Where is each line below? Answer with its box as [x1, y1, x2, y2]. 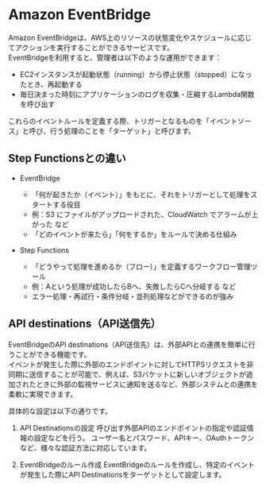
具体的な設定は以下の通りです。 [8, 406, 113, 415]
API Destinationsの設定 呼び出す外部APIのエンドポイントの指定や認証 [19, 423, 248, 432]
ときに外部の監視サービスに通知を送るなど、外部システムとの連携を [35, 379, 258, 388]
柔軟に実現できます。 [8, 389, 78, 399]
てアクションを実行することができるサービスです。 [8, 42, 175, 52]
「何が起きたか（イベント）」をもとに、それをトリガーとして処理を [31, 189, 251, 199]
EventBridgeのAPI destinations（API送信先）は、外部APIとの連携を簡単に [8, 339, 249, 349]
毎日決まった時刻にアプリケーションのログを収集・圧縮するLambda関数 [19, 89, 256, 99]
